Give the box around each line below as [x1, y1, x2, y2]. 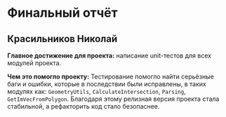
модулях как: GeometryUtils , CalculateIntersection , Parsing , [7, 88, 186, 95]
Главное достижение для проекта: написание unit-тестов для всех [7, 51, 212, 60]
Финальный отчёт [7, 5, 118, 21]
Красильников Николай [7, 33, 118, 45]
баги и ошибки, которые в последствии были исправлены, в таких [7, 80, 207, 88]
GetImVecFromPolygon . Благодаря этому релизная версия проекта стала [7, 95, 220, 103]
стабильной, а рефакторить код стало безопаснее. [7, 102, 160, 110]
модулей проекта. [7, 59, 62, 67]
